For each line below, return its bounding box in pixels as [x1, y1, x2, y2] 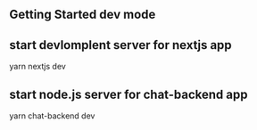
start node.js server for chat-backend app [9, 86, 248, 102]
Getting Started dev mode [9, 7, 156, 22]
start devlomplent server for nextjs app [9, 37, 232, 53]
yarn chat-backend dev [9, 110, 95, 121]
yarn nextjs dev [9, 61, 67, 72]
